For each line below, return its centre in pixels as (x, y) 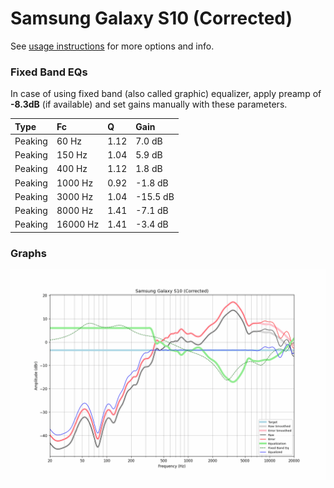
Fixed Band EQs (49, 72)
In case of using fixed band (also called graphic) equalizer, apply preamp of (166, 94)
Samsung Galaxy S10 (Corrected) (151, 18)
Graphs (28, 253)
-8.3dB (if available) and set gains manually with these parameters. (149, 104)
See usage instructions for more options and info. (112, 46)
